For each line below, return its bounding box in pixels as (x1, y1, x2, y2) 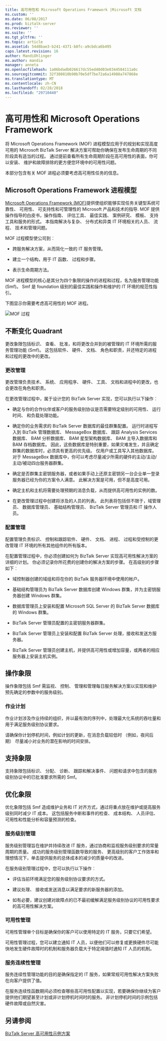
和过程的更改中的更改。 (5, 353, 53, 359)
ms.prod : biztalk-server (5, 21, 56, 26)
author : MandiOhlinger (5, 53, 52, 58)
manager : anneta (5, 62, 39, 67)
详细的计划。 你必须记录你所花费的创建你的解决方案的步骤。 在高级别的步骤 (5, 559, 159, 565)
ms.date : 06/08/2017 (5, 16, 48, 21)
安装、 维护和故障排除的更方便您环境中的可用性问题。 (9, 160, 119, 165)
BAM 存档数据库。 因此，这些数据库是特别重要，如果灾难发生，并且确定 (12, 441, 159, 447)
